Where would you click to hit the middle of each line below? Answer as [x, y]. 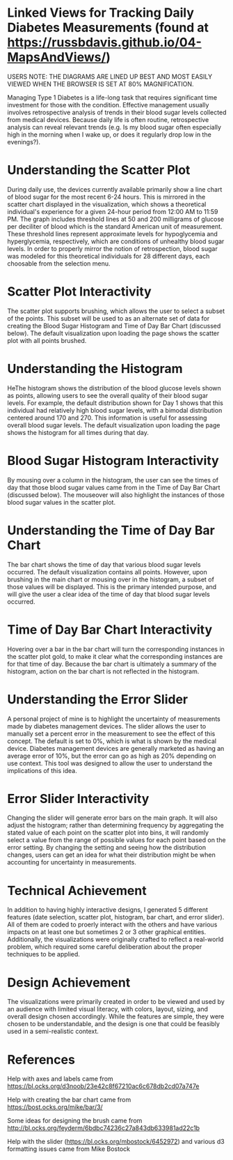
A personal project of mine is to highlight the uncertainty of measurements [114, 719]
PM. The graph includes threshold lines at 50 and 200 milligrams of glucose [116, 219]
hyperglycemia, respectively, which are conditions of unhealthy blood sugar [116, 241]
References [41, 1059]
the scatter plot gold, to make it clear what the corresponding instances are [115, 656]
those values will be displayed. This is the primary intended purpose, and [112, 586]
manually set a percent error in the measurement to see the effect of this [111, 733]
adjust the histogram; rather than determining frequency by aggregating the [116, 825]
